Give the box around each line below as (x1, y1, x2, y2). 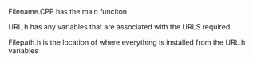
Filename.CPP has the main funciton (8, 7, 128, 16)
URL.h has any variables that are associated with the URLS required (8, 22, 231, 31)
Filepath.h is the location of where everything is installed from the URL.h (8, 37, 246, 47)
